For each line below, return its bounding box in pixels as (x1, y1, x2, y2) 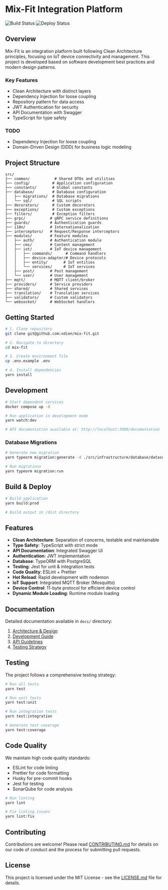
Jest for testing (12, 780, 44, 786)
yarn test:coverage (5, 727, 46, 732)
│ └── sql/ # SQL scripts (5, 199, 81, 204)
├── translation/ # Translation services (5, 290, 99, 296)
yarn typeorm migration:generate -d (5, 455, 81, 460)
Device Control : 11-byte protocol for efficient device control (12, 585, 135, 591)
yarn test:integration (5, 714, 52, 719)
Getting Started (5, 313, 54, 322)
